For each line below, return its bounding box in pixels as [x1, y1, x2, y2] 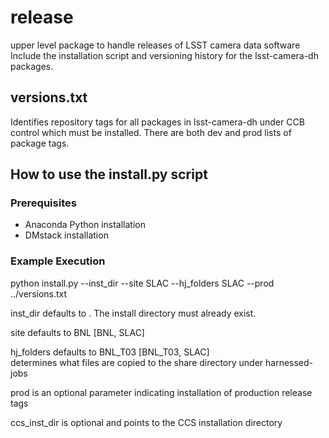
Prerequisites [10, 196, 77, 210]
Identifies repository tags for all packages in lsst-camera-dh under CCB [10, 116, 305, 128]
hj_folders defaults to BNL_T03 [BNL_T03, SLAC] [10, 346, 210, 358]
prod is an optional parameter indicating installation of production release [10, 386, 313, 398]
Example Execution [10, 254, 106, 268]
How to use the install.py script [10, 166, 208, 183]
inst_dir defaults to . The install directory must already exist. [10, 307, 257, 319]
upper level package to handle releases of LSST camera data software [10, 39, 301, 51]
